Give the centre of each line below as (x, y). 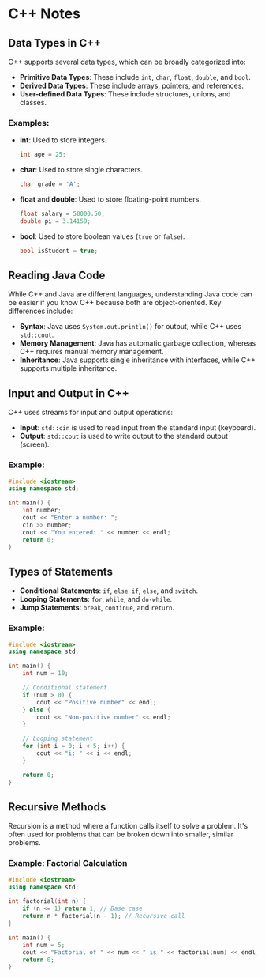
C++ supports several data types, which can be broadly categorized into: (127, 62)
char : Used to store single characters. (81, 170)
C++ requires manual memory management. (91, 352)
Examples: (29, 123)
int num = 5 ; (44, 945)
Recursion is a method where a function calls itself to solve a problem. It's (128, 826)
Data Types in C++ (54, 43)
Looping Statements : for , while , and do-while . (96, 599)
